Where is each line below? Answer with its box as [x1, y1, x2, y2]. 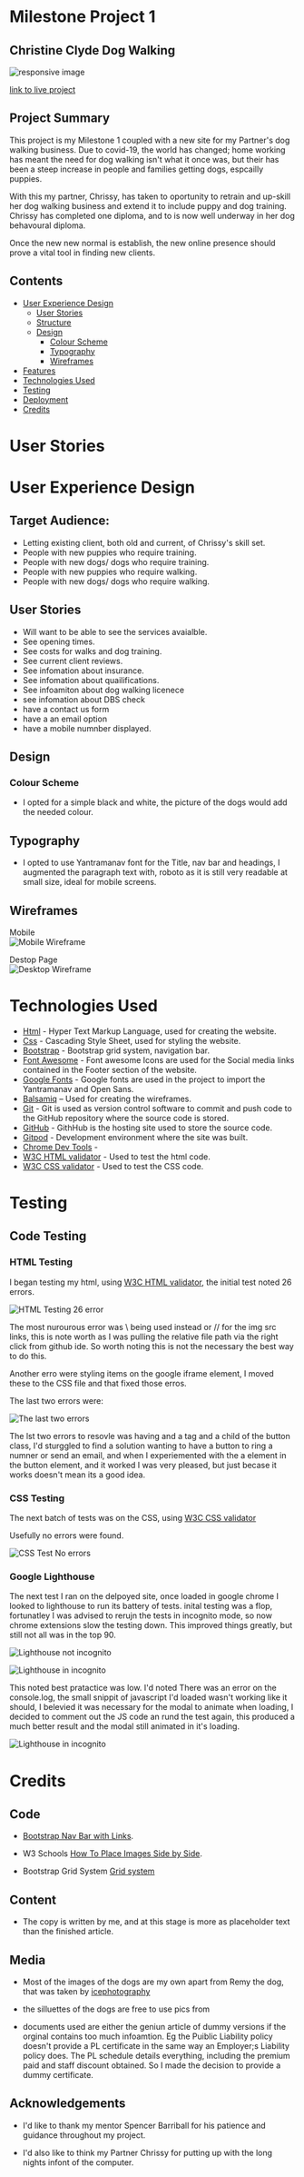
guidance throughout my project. [22, 2129, 146, 2141]
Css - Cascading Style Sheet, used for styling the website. [22, 1035, 241, 1046]
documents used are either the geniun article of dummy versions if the [22, 2021, 287, 2032]
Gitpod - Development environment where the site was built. [22, 1131, 249, 1142]
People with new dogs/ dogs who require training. [22, 556, 210, 567]
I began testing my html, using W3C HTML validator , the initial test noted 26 [9, 1277, 292, 1287]
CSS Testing [9, 1492, 65, 1505]
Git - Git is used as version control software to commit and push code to [22, 1102, 292, 1114]
